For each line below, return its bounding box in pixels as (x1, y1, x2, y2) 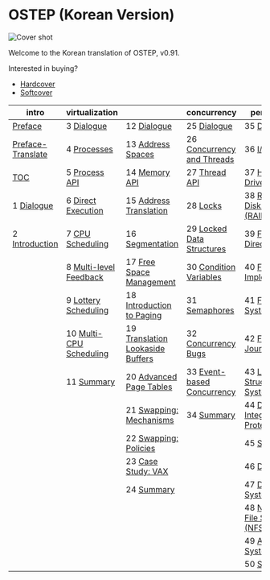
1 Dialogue (12, 200, 54, 211)
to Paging (125, 309, 162, 321)
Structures (186, 243, 227, 255)
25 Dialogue (186, 120, 233, 131)
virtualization (65, 106, 118, 118)
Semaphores (186, 304, 235, 316)
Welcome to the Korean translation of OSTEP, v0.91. (8, 48, 180, 57)
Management (125, 276, 176, 288)
